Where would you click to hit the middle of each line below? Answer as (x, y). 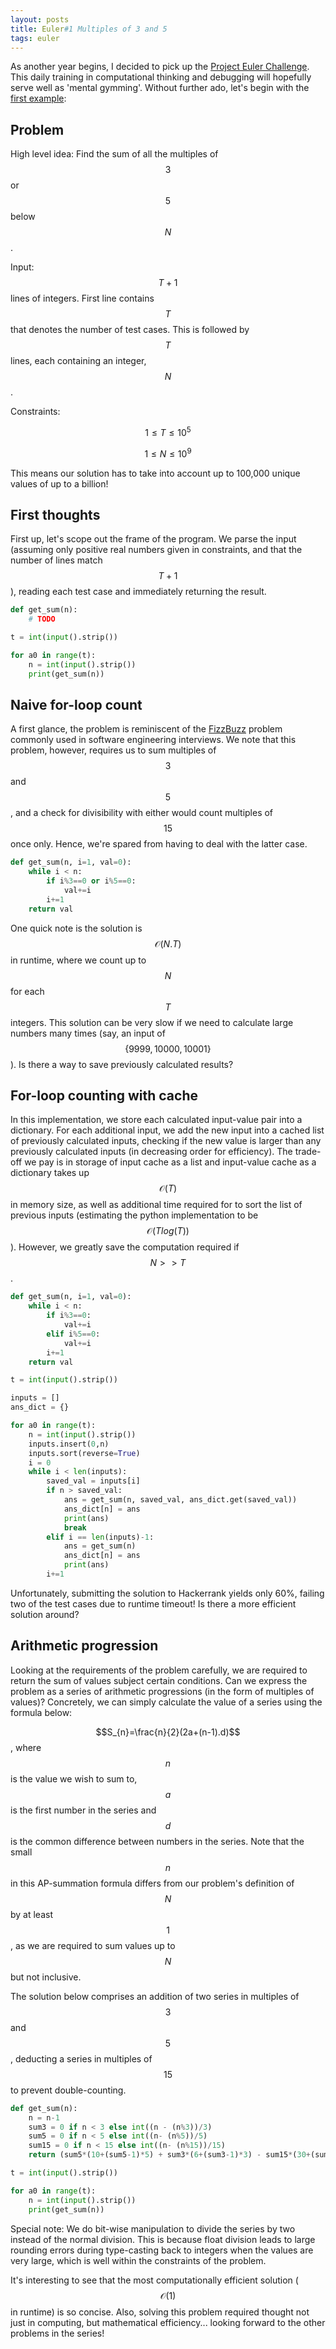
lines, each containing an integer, (78, 361)
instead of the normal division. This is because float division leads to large (163, 2239)
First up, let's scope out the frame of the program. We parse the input (153, 539)
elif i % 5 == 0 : (73, 1334)
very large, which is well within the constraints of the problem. (138, 2260)
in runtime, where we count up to (78, 960)
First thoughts (55, 514)
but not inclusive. (46, 1977)
